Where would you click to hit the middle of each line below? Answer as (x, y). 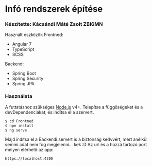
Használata (19, 96)
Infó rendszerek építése (54, 9)
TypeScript (23, 49)
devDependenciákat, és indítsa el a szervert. (50, 112)
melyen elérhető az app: (29, 150)
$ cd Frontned (19, 121)
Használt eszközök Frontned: (34, 35)
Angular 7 (22, 44)
